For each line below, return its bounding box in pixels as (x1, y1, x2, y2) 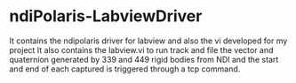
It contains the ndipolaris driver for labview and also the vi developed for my (9, 35, 288, 46)
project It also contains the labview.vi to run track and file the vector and (9, 44, 274, 55)
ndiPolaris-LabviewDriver (9, 6, 203, 26)
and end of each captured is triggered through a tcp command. (9, 64, 241, 74)
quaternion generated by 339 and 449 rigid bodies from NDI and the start (9, 54, 279, 64)
